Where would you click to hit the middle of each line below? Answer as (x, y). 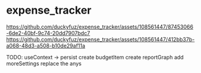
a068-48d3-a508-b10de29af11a (46, 46)
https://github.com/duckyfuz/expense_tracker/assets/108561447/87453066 (100, 27)
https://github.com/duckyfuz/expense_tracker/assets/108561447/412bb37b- (100, 39)
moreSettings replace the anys (44, 64)
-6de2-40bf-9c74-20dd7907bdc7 (48, 33)
